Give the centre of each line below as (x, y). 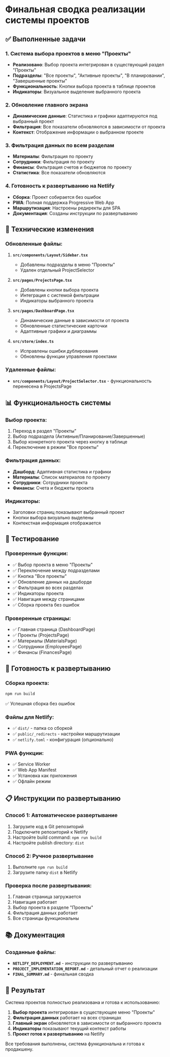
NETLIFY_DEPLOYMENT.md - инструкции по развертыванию (73, 963)
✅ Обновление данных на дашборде (52, 582)
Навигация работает (35, 902)
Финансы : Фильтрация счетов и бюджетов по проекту (72, 167)
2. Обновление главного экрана (47, 104)
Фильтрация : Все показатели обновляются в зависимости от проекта (89, 127)
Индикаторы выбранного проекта (57, 301)
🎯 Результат (25, 990)
